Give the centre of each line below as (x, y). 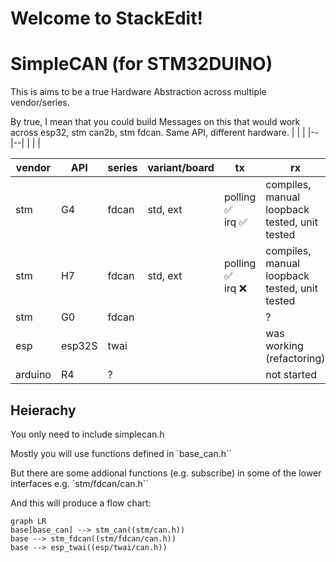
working (284, 346)
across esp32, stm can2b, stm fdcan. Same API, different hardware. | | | (158, 133)
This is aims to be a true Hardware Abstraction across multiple (138, 92)
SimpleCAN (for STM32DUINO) (141, 64)
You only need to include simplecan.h (87, 434)
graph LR (28, 521)
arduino (33, 375)
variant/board (181, 168)
